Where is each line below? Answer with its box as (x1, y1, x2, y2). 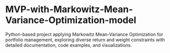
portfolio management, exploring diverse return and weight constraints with (5, 37, 165, 43)
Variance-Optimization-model (5, 14, 137, 26)
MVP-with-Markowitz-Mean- (5, 4, 134, 15)
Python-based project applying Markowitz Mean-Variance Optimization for (5, 31, 163, 37)
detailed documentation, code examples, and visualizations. (5, 42, 132, 48)
